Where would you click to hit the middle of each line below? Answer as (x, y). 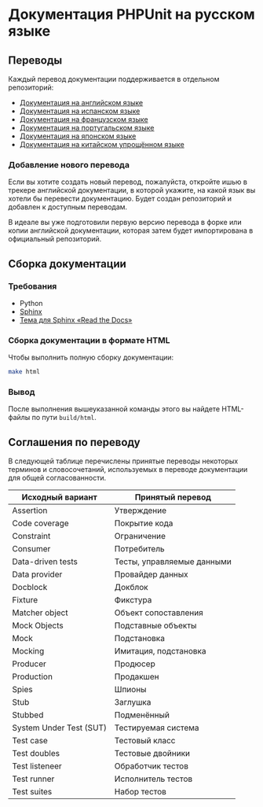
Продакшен (137, 676)
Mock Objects (38, 625)
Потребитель (139, 549)
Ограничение (140, 536)
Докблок (131, 588)
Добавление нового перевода (69, 164)
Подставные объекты (155, 625)
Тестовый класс (145, 741)
